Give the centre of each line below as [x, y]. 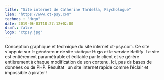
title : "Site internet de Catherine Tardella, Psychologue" [68, 10]
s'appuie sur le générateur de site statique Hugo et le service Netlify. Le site [82, 52]
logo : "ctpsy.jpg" [24, 32]
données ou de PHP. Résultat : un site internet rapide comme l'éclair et [77, 67]
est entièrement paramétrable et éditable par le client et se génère [72, 57]
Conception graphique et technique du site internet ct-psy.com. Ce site [77, 46]
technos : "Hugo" [23, 19]
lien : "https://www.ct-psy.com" [38, 14]
